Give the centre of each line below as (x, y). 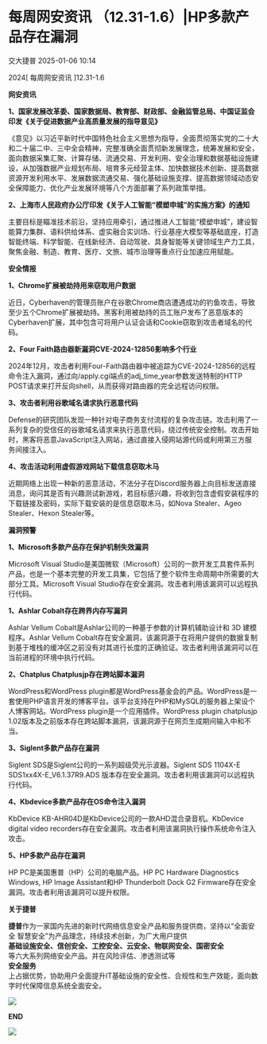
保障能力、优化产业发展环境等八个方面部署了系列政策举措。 (112, 188)
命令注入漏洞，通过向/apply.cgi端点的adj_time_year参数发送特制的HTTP (126, 376)
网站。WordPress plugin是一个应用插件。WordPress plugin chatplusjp (143, 711)
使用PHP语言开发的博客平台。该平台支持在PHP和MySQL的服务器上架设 (132, 701)
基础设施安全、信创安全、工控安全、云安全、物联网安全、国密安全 (116, 945)
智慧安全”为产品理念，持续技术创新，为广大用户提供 (103, 936)
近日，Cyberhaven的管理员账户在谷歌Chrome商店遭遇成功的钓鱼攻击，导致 (132, 302)
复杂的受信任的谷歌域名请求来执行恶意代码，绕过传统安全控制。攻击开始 (140, 429)
